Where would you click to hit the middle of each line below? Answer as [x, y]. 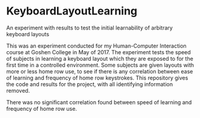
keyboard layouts [28, 34]
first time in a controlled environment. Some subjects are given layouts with [100, 65]
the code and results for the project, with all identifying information [90, 84]
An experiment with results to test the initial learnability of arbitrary [89, 28]
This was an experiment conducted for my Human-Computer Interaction [96, 46]
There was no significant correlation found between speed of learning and [99, 102]
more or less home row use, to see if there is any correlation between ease [100, 71]
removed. [18, 90]
